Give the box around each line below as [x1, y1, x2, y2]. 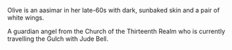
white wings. [7, 13, 45, 22]
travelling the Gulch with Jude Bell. [7, 35, 109, 43]
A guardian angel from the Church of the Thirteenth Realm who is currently [7, 27, 226, 35]
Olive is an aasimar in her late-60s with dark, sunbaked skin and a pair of [7, 6, 220, 14]
